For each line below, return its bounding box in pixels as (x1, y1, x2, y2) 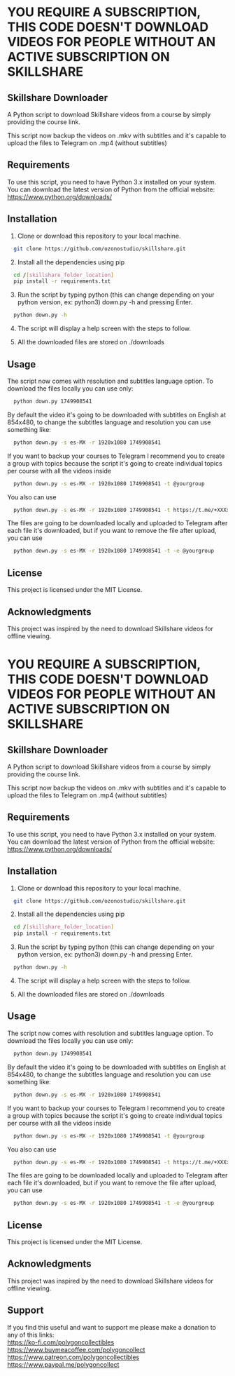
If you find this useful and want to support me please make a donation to (7, 1323, 217, 1331)
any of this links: (7, 1330, 55, 1339)
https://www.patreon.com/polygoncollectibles (7, 1353, 140, 1361)
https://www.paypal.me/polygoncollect (7, 1360, 120, 1368)
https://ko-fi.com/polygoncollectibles (7, 1337, 115, 1347)
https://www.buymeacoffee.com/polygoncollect (7, 1345, 145, 1354)
